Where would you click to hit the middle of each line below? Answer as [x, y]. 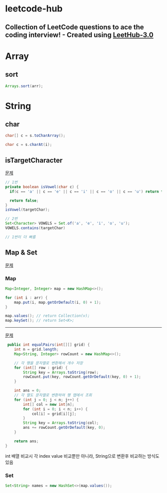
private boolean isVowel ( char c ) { [42, 187]
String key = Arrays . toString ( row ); [61, 372]
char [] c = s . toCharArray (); [35, 136]
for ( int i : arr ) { [27, 298]
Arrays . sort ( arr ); [24, 86]
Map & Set [21, 253]
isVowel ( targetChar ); [28, 210]
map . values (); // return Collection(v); [48, 316]
